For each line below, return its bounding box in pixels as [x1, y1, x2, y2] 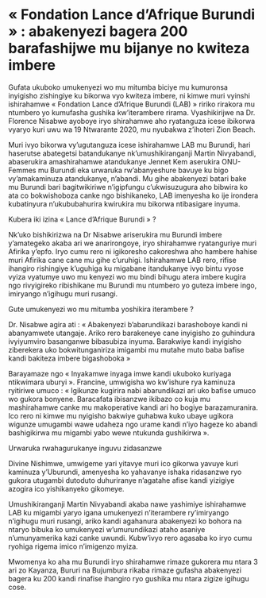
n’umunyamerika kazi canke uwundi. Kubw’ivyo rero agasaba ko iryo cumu [8, 533, 253, 542]
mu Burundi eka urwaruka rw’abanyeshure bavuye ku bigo [37, 165, 229, 175]
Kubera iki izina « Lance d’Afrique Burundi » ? [8, 214, 156, 224]
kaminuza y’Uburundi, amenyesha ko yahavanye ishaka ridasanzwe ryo [8, 467, 242, 476]
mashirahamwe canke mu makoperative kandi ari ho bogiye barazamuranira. [8, 403, 259, 412]
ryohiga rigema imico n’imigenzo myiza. [8, 542, 139, 551]
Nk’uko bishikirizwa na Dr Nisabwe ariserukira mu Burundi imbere [8, 230, 222, 239]
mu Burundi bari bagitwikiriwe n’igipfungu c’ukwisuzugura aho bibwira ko [8, 182, 249, 191]
